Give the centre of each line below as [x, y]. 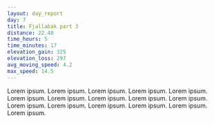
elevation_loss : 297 [37, 59]
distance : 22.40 [30, 33]
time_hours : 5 [28, 39]
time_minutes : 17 [32, 45]
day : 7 [17, 20]
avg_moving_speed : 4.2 [40, 65]
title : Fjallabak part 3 [43, 26]
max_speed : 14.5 [30, 71]
